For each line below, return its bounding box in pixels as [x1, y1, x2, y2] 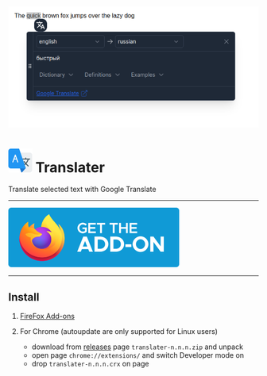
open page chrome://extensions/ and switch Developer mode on [31, 351, 245, 360]
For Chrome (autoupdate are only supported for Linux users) [19, 327, 219, 336]
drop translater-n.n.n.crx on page [31, 359, 149, 369]
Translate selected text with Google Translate [8, 185, 157, 194]
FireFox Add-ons [19, 312, 75, 321]
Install [8, 290, 40, 304]
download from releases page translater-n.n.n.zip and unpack [31, 342, 244, 351]
